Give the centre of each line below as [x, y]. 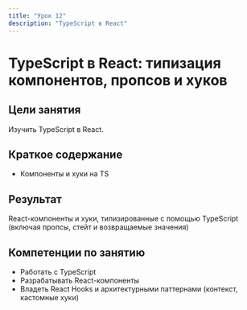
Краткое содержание [66, 154]
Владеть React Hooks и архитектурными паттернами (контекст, [129, 289]
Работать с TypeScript [58, 271]
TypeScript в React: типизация [115, 63]
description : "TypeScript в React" [68, 23]
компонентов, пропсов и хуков [118, 80]
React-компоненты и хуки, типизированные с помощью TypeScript [123, 219]
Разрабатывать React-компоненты [79, 280]
